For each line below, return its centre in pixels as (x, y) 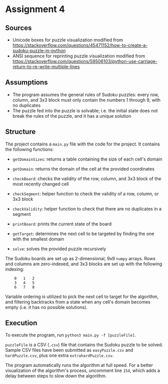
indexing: (15, 269)
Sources (19, 28)
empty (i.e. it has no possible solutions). (46, 307)
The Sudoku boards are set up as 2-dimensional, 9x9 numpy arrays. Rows (80, 258)
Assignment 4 (35, 9)
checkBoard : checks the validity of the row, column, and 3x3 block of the (87, 178)
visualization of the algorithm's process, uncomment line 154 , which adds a (83, 370)
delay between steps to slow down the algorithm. (56, 376)
